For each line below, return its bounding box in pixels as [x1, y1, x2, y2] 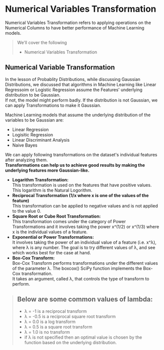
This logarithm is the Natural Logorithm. [12, 187, 93, 193]
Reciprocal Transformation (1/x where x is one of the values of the [12, 192, 149, 198]
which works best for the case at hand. [12, 250, 92, 255]
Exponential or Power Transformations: [12, 234, 94, 240]
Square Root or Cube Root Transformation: [12, 213, 101, 219]
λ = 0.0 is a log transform [24, 319, 76, 325]
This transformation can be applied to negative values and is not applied [12, 202, 158, 209]
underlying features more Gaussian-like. [5, 167, 90, 173]
